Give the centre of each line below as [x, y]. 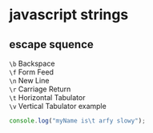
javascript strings [69, 15]
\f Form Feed [32, 72]
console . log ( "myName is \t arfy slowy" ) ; [78, 121]
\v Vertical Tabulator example [58, 106]
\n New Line [29, 81]
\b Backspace [32, 63]
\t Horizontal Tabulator [47, 97]
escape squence [52, 44]
